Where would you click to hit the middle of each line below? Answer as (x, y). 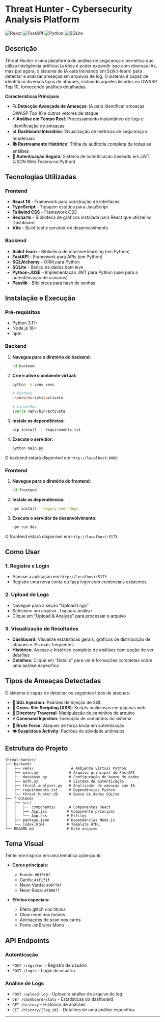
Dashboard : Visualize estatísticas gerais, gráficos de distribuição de (81, 639)
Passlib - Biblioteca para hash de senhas (54, 283)
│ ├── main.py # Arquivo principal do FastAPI (70, 773)
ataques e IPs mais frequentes (43, 644)
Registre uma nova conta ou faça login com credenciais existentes (79, 582)
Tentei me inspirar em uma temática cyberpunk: (54, 856)
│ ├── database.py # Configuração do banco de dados (72, 777)
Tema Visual (25, 843)
